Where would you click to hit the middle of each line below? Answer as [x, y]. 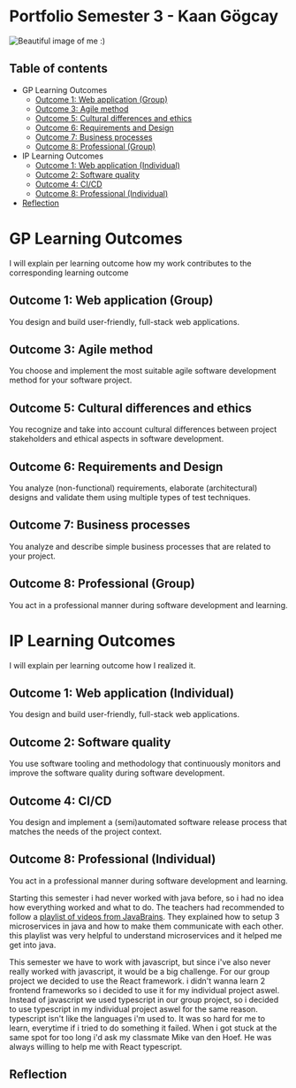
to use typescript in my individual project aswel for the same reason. [133, 1009]
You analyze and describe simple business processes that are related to [140, 546]
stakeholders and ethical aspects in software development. [117, 439]
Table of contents [58, 69]
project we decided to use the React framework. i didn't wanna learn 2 [137, 981]
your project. [32, 556]
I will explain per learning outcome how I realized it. [102, 665]
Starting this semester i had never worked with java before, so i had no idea [147, 898]
